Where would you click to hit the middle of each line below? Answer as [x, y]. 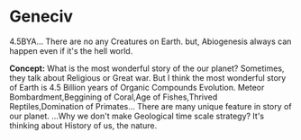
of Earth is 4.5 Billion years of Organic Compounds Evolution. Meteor [137, 87]
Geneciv [41, 17]
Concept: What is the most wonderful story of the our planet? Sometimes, [147, 68]
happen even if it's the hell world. [71, 50]
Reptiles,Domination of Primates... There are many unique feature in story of [150, 106]
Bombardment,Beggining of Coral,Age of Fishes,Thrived [114, 97]
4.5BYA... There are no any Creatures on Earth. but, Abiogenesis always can [150, 41]
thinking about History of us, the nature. [83, 125]
